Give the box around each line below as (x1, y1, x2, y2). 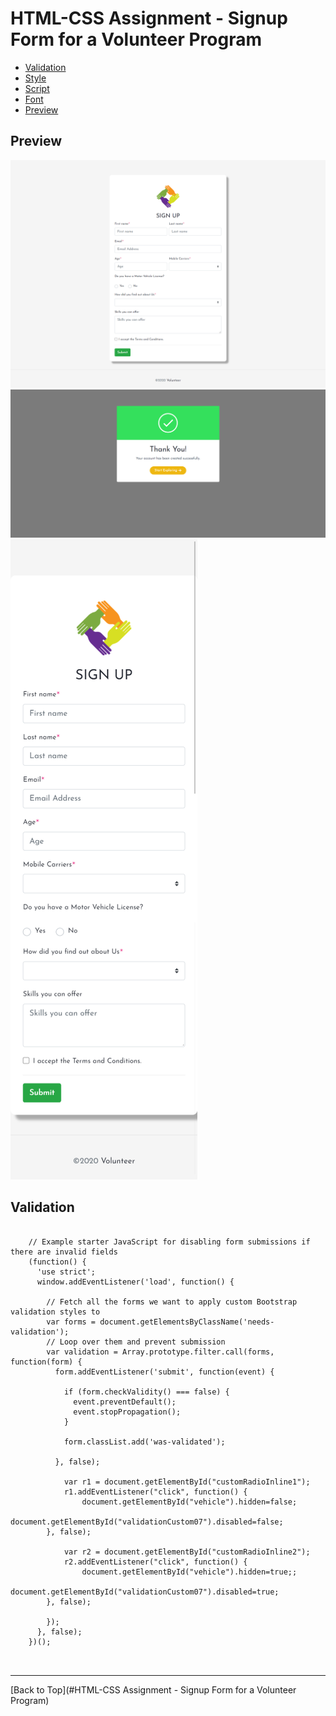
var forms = (46, 1317, 97, 1327)
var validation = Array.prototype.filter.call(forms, (46, 1347, 275, 1357)
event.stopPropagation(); (73, 1407, 182, 1417)
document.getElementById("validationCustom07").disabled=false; (10, 1517, 284, 1527)
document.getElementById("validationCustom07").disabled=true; (10, 1587, 280, 1597)
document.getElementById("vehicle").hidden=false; (81, 1497, 298, 1507)
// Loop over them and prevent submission (46, 1337, 226, 1347)
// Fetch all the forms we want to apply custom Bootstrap (46, 1297, 298, 1307)
